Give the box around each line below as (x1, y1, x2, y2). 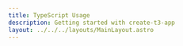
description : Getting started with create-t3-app (8, 19, 176, 27)
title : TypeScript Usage (8, 11, 90, 19)
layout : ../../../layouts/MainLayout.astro (8, 26, 154, 34)
